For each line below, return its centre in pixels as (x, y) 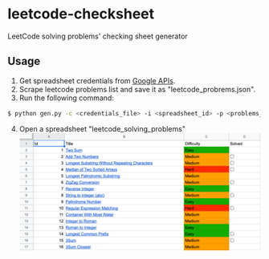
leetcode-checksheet (81, 14)
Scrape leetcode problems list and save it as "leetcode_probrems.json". (137, 89)
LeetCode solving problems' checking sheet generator (98, 36)
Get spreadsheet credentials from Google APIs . (97, 80)
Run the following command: (66, 98)
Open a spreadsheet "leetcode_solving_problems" (102, 128)
